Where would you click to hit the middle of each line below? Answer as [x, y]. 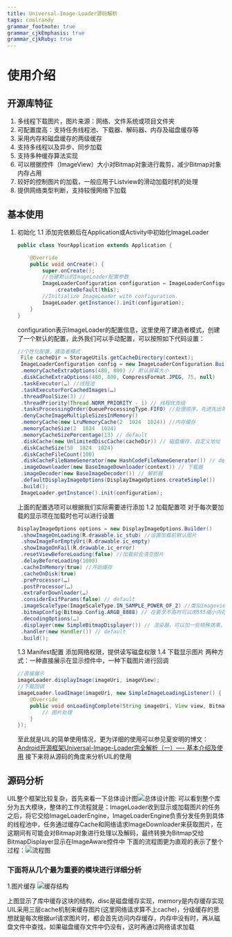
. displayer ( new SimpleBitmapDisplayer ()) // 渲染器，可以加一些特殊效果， [123, 625]
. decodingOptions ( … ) [50, 619]
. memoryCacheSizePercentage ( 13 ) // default [84, 435]
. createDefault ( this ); [87, 290]
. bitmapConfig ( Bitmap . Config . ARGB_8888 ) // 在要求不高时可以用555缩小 [118, 613]
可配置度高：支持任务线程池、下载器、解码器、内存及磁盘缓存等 [108, 130]
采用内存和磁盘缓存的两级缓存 [59, 138]
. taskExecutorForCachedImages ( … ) [68, 390]
